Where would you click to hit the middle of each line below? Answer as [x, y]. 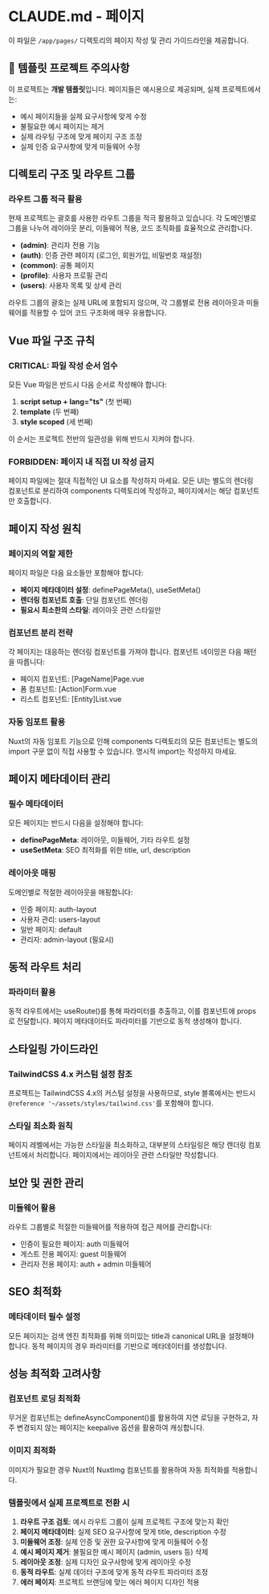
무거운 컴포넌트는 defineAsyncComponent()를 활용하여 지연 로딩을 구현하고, [129, 1418]
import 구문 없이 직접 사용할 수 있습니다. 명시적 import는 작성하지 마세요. [122, 751]
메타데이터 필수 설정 [45, 1317]
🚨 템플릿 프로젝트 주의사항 [69, 68]
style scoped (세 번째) [57, 422]
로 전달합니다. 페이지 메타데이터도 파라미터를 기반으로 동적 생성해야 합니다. [125, 1021]
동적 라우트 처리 [45, 967]
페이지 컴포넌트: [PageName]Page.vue [82, 679]
